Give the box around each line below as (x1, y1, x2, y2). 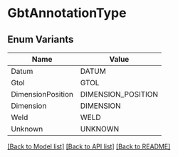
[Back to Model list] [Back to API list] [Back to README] (7, 142, 171, 151)
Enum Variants (7, 33, 74, 45)
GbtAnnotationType (7, 5, 127, 21)
